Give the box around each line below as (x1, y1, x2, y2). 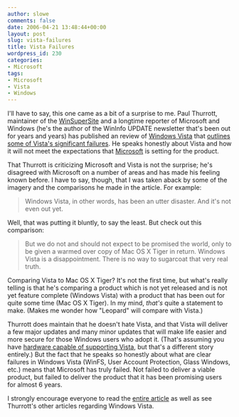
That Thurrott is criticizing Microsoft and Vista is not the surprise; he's (7, 161, 213, 169)
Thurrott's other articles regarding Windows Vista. (7, 402, 154, 411)
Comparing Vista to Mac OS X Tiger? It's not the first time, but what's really (7, 276, 228, 285)
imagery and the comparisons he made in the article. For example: (7, 183, 202, 192)
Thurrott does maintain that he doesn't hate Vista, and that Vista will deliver (7, 320, 228, 329)
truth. (24, 262, 41, 271)
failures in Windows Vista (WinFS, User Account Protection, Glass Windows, (7, 358, 230, 367)
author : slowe (7, 10, 50, 18)
